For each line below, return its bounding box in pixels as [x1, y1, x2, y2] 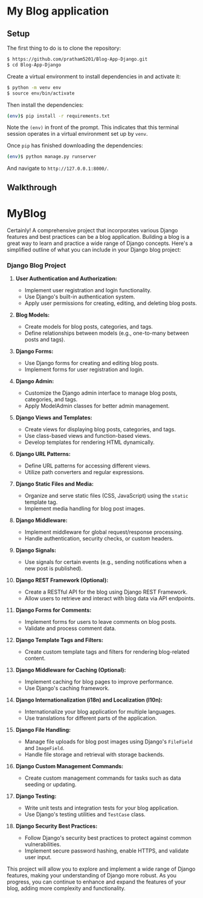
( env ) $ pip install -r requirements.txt [7, 113, 111, 119]
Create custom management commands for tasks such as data [24, 774, 181, 782]
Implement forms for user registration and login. [24, 366, 144, 373]
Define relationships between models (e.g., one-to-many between [24, 329, 189, 337]
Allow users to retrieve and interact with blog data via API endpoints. [24, 594, 195, 601]
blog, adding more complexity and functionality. [7, 884, 126, 892]
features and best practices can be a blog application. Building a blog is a [7, 233, 190, 240]
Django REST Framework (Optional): [15, 576, 109, 583]
